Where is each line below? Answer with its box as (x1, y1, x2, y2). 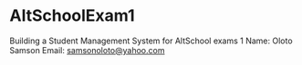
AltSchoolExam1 (9, 5, 135, 26)
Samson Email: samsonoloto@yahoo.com (9, 44, 165, 55)
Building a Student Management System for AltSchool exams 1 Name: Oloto (9, 35, 294, 46)
